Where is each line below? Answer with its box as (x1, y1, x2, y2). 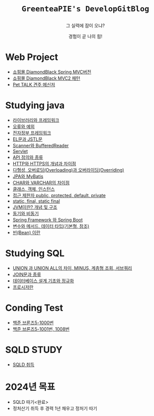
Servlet (12, 148, 28, 154)
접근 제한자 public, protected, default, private (12, 193, 106, 199)
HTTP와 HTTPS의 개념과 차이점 (12, 161, 76, 167)
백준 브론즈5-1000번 (12, 319, 54, 326)
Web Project (5, 51, 58, 63)
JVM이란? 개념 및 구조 (12, 204, 57, 210)
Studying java (5, 100, 65, 111)
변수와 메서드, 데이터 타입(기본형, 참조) (12, 223, 89, 230)
